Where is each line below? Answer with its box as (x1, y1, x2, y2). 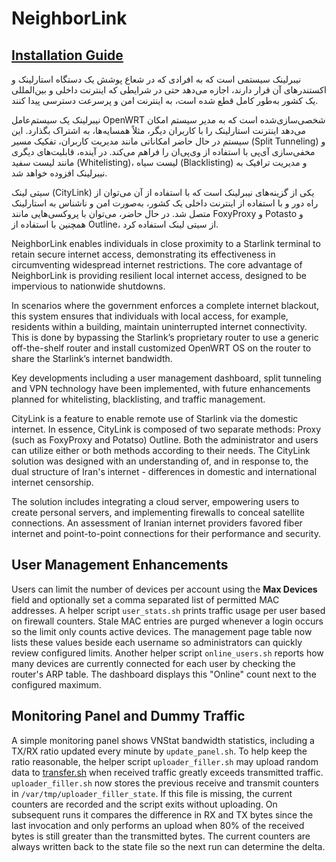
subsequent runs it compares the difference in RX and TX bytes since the (11, 808, 314, 821)
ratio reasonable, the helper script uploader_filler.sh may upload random (11, 755, 319, 767)
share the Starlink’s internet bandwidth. (11, 353, 173, 364)
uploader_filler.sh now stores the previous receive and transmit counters (11, 777, 319, 789)
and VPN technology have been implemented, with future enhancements (11, 383, 311, 394)
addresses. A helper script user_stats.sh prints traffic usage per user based (11, 604, 326, 616)
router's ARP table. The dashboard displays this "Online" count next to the (11, 668, 317, 680)
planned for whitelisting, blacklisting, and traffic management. (11, 393, 266, 405)
